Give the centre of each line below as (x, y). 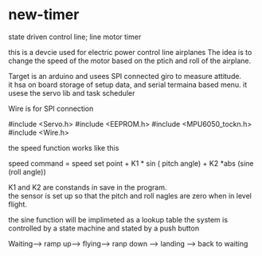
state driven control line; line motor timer (75, 37)
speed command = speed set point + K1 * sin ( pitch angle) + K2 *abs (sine (131, 163)
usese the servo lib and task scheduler (72, 93)
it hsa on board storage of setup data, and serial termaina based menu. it (128, 85)
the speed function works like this (64, 148)
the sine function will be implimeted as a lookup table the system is (118, 219)
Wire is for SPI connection (51, 108)
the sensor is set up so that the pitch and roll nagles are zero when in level (130, 195)
